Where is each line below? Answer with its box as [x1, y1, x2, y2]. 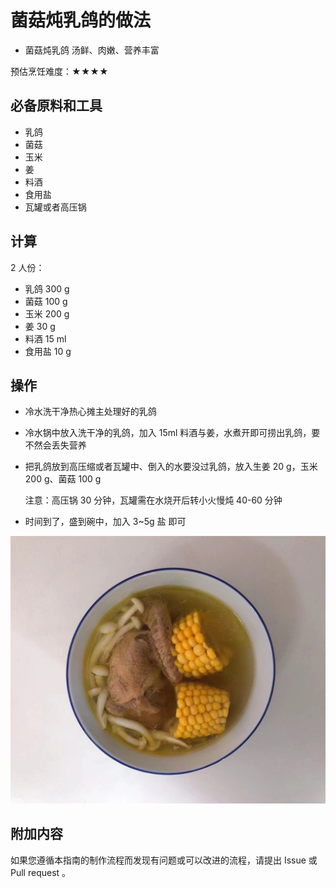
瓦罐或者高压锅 [24, 201, 87, 213]
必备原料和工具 [10, 97, 103, 115]
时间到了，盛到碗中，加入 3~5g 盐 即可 [24, 516, 187, 528]
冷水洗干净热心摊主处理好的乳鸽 [24, 406, 157, 418]
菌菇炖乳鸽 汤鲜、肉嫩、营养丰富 [24, 44, 160, 56]
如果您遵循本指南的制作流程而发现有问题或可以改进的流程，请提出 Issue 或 [10, 854, 318, 866]
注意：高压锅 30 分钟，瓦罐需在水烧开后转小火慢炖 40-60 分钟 [24, 494, 283, 506]
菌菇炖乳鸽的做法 [10, 9, 152, 32]
